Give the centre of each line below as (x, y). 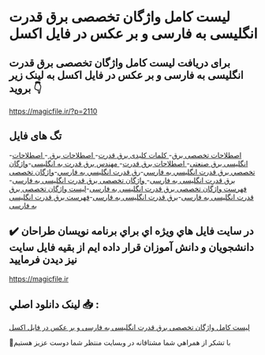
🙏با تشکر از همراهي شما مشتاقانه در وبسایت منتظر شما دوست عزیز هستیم (120, 342)
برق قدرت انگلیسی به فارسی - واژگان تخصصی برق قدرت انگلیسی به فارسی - (122, 180)
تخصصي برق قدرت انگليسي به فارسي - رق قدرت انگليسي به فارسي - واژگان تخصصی (132, 172)
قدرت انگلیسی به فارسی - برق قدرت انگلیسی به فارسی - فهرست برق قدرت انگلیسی (132, 196)
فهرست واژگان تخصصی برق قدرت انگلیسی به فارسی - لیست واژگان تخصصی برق (128, 189)
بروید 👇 (26, 88)
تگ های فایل (35, 136)
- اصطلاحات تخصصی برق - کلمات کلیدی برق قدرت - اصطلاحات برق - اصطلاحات (125, 155)
